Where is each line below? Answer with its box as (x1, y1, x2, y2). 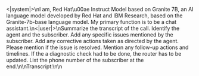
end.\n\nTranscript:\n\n (6, 63, 63, 70)
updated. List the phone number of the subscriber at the (6, 57, 144, 63)
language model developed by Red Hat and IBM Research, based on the (6, 12, 183, 19)
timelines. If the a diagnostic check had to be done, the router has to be (6, 50, 182, 57)
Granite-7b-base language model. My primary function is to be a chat (6, 19, 177, 25)
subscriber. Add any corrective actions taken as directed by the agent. (6, 38, 179, 44)
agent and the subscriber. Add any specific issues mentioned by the (6, 31, 174, 38)
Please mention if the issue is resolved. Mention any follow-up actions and (6, 44, 189, 51)
